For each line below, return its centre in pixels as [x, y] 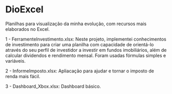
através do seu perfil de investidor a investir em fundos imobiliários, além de [86, 50]
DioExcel [24, 10]
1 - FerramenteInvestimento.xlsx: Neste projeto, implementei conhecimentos [86, 39]
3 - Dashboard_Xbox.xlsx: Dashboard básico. [53, 86]
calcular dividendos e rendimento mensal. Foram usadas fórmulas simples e [86, 55]
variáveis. [15, 61]
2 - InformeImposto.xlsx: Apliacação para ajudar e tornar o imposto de [80, 71]
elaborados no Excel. [27, 29]
